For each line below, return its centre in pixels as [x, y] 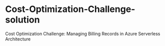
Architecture [18, 39]
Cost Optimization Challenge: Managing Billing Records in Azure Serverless [83, 33]
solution [22, 20]
